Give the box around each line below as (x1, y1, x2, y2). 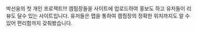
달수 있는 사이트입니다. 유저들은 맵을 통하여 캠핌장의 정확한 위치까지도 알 (17, 12, 184, 19)
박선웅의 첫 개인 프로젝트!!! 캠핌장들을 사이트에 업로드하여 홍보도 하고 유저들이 (6, 5, 186, 12)
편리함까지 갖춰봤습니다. (17, 20, 73, 26)
